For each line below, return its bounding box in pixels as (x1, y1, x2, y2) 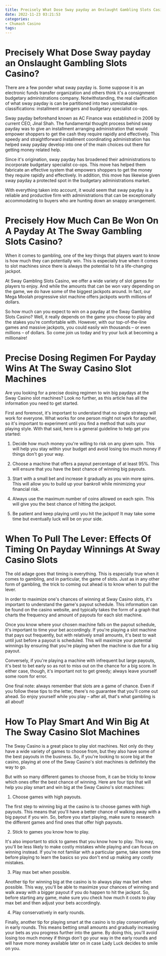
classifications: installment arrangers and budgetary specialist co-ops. (5, 106, 149, 112)
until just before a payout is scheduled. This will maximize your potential (5, 637, 152, 643)
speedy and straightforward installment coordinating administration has (5, 136, 151, 142)
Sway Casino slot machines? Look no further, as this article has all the (5, 395, 147, 401)
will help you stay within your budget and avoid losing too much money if (12, 446, 161, 452)
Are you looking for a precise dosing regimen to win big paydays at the (5, 390, 149, 396)
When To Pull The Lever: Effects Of (5, 534, 152, 544)
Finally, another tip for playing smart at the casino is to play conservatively (5, 919, 157, 925)
